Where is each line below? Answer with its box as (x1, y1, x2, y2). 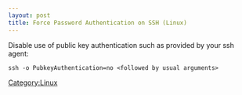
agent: (8, 49, 29, 58)
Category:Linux (8, 78, 58, 87)
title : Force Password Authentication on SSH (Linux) (8, 19, 188, 27)
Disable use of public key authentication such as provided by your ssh (8, 40, 235, 49)
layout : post (8, 11, 51, 20)
